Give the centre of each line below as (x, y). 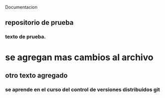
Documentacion (22, 7)
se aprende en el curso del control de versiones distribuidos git (82, 90)
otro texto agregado (36, 75)
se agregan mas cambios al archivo (79, 57)
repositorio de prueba (39, 23)
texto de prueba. (26, 37)
